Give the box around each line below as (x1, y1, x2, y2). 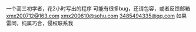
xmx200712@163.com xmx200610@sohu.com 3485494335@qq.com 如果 (6, 12, 187, 19)
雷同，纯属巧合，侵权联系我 (6, 20, 74, 26)
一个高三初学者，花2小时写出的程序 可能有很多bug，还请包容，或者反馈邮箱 (6, 5, 190, 12)
